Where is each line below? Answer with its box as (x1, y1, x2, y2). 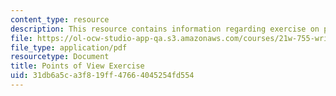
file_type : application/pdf (10, 42, 128, 53)
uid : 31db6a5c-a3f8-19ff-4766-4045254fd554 (10, 71, 195, 81)
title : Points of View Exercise (10, 61, 145, 71)
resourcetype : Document (10, 52, 110, 62)
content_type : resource (10, 14, 110, 25)
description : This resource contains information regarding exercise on (10, 24, 320, 34)
